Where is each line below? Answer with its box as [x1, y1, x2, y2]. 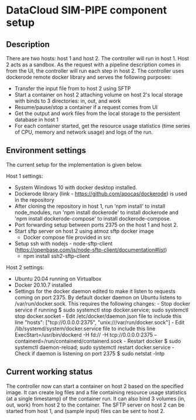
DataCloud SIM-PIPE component [6, 4, 167, 17]
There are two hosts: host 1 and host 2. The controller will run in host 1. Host [6, 55, 189, 62]
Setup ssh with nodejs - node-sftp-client [14, 240, 113, 247]
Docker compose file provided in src [23, 233, 111, 241]
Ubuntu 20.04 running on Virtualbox [14, 275, 102, 282]
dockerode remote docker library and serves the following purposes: [6, 74, 172, 80]
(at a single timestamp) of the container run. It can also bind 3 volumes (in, [6, 395, 186, 402]
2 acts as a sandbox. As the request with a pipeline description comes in [6, 61, 181, 68]
